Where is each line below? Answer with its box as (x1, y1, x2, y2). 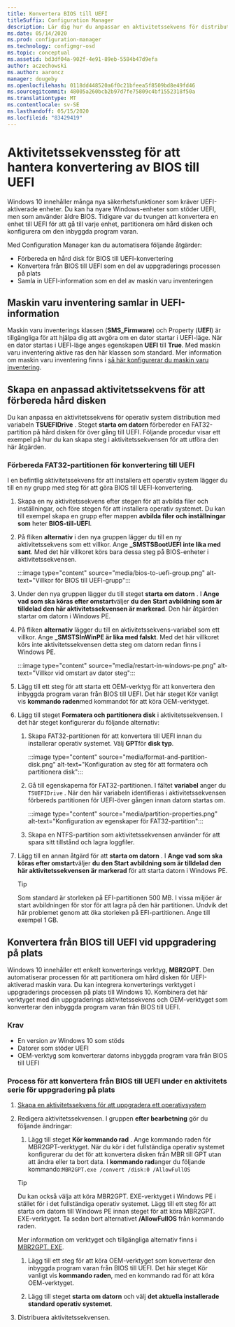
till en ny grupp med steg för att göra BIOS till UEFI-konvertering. (7, 483, 194, 492)
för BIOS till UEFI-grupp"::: (55, 576, 131, 585)
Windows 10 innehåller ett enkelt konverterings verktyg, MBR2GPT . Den (7, 966, 215, 974)
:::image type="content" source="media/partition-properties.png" (27, 809, 218, 818)
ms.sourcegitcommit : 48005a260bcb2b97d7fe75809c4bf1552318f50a (7, 88, 196, 95)
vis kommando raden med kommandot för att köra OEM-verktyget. (17, 697, 210, 706)
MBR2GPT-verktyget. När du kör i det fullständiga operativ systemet (27, 1142, 225, 1151)
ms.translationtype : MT (7, 95, 77, 102)
